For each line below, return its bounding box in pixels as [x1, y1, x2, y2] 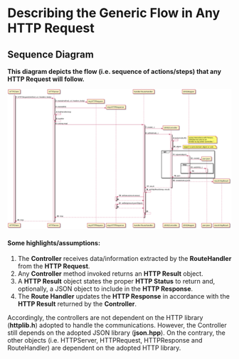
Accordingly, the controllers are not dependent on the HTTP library [7, 314, 203, 322]
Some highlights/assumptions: [7, 238, 101, 247]
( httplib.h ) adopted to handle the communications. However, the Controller [7, 321, 228, 330]
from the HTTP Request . [17, 262, 90, 271]
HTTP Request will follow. [7, 75, 85, 83]
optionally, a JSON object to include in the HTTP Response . [17, 284, 193, 293]
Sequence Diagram [7, 48, 94, 60]
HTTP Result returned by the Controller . [17, 300, 137, 309]
